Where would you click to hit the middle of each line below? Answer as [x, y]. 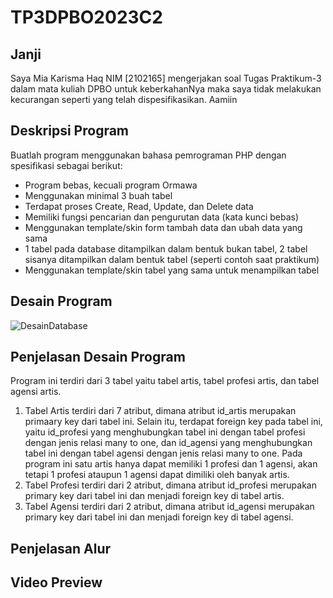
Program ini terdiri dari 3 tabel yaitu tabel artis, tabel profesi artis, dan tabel [165, 381]
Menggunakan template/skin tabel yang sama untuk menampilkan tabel [172, 270]
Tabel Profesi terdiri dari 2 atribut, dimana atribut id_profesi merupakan [170, 485]
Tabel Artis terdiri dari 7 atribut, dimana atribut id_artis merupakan [160, 411]
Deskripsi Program [70, 131]
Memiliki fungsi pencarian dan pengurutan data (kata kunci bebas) [162, 217]
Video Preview [56, 582]
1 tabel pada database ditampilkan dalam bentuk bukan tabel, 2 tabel [166, 248]
